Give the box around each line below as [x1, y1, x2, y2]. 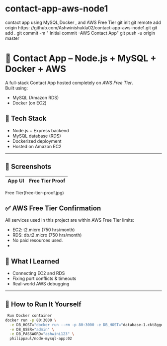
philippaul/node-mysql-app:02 [9, 336, 72, 341]
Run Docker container [7, 313, 52, 318]
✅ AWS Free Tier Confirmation [5, 204, 101, 212]
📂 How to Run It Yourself [5, 300, 82, 308]
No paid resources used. [12, 237, 63, 244]
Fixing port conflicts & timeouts [12, 275, 77, 281]
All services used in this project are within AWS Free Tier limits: [5, 217, 134, 223]
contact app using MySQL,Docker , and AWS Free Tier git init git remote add [5, 19, 162, 25]
